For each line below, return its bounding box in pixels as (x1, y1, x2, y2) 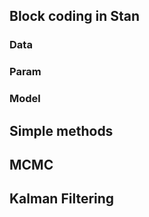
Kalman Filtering (9, 190, 115, 208)
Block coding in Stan (9, 8, 141, 25)
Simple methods (9, 122, 114, 139)
